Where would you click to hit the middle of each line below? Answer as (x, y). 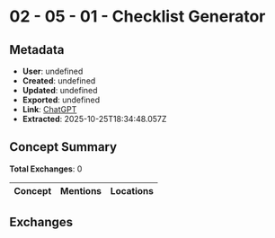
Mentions (80, 190)
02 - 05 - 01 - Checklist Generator (137, 17)
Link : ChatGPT (49, 109)
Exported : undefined (61, 100)
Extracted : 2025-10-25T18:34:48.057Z (94, 119)
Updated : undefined (60, 90)
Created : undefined (59, 81)
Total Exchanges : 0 (46, 169)
